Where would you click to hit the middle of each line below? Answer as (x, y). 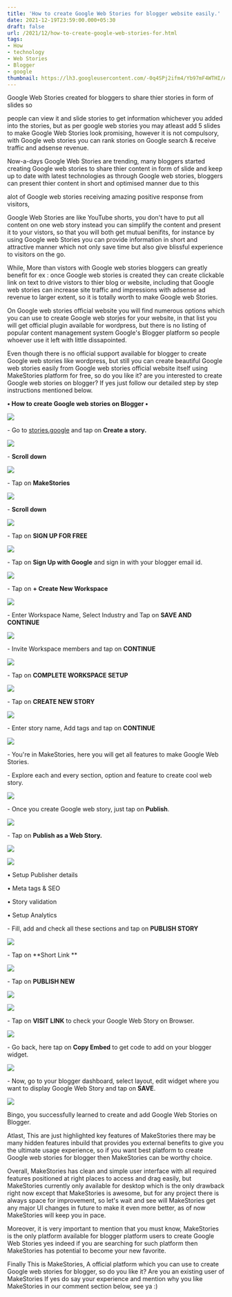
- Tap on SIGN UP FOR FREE (47, 536)
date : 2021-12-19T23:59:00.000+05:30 (61, 20)
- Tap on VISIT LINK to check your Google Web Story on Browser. (101, 1021)
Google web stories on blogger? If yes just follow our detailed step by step (113, 383)
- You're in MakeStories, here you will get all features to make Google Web (113, 755)
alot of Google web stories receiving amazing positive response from (105, 197)
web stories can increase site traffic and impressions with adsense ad (106, 290)
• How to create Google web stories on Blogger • (78, 404)
